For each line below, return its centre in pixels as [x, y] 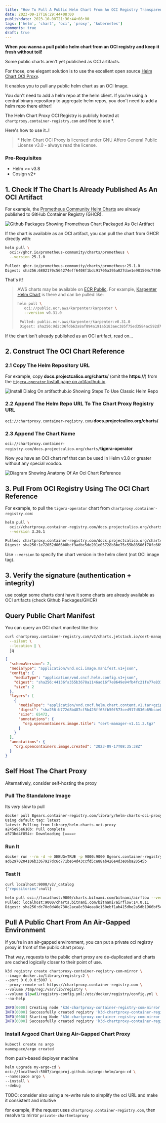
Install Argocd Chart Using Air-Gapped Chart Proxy [68, 1034]
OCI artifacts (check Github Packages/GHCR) [51, 600]
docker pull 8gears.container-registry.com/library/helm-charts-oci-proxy [84, 815]
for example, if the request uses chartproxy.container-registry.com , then [80, 1110]
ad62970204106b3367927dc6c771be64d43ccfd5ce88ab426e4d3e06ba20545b [76, 862]
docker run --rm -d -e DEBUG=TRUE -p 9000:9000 [55, 857]
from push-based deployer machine [42, 1058]
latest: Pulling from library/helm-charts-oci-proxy [61, 825]
